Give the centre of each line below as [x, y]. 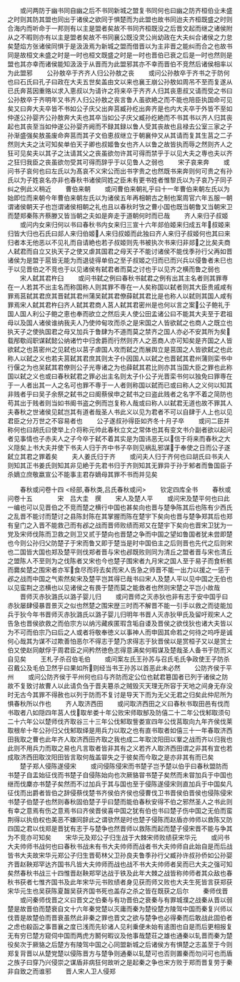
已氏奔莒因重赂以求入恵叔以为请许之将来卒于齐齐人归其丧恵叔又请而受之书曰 [120, 91]
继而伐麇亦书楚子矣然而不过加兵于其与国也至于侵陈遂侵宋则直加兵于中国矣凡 [120, 784]
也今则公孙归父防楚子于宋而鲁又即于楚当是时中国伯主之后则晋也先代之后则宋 [120, 543]
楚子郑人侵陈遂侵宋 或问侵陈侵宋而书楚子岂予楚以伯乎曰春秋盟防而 [124, 766]
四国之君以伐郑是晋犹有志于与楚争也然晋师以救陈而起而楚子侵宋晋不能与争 [117, 829]
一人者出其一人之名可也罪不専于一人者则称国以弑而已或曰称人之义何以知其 [123, 385]
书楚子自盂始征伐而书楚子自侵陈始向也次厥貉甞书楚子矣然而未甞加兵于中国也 [120, 775]
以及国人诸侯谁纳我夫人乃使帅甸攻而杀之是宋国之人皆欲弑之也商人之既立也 [123, 323]
